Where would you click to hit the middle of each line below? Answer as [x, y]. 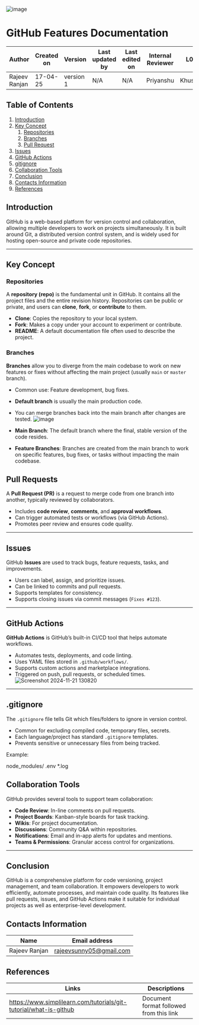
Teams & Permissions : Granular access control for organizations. [94, 842]
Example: [17, 754]
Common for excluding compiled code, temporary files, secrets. [92, 730]
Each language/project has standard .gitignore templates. [86, 736]
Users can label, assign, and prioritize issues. [70, 580]
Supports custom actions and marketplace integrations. [82, 668]
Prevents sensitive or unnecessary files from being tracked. [87, 743]
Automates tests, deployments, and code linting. [74, 655]
